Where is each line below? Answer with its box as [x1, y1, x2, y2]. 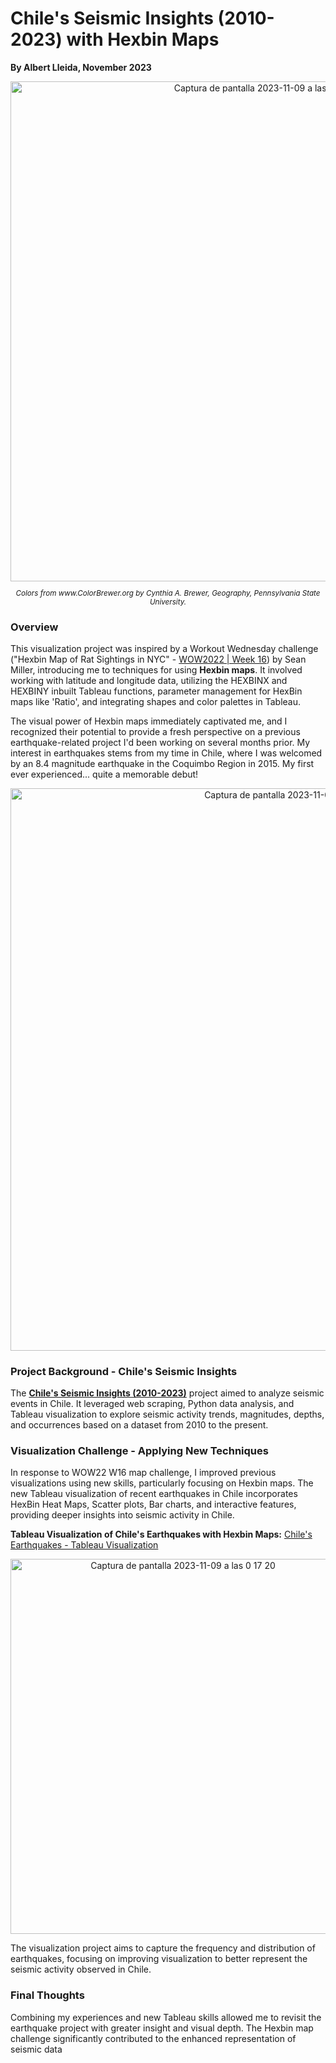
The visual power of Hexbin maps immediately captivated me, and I [10, 715, 288, 727]
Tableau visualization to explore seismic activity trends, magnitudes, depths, [10, 1408, 325, 1421]
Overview [10, 620, 59, 634]
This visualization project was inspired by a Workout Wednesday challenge [10, 642, 319, 654]
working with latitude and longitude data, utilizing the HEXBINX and [10, 674, 288, 686]
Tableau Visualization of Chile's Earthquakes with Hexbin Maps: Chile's [10, 1528, 313, 1541]
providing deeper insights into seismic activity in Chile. [10, 1509, 235, 1521]
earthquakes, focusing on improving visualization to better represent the [10, 1953, 308, 1965]
